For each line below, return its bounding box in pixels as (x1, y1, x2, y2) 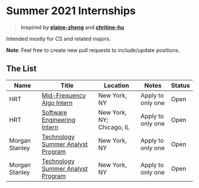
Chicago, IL (98, 123, 130, 131)
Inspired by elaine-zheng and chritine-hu (20, 24, 124, 31)
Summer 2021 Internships (6, 4, 136, 18)
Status (171, 81, 190, 89)
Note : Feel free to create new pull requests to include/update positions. (6, 46, 180, 54)
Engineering (41, 115, 76, 124)
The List (6, 64, 37, 74)
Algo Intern (41, 99, 73, 107)
